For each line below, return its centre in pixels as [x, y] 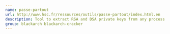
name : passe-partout [27, 10]
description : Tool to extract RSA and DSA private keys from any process [85, 19]
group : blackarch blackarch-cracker [44, 24]
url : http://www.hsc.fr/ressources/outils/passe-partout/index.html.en [83, 14]
